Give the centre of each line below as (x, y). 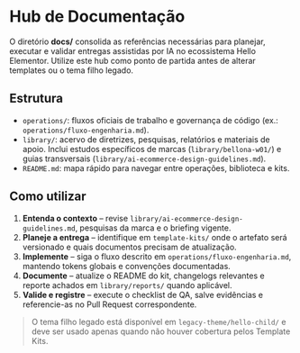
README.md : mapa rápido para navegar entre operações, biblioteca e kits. (156, 167)
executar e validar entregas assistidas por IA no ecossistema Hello (133, 50)
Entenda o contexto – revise (75, 218)
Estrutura (36, 99)
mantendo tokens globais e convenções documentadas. (127, 266)
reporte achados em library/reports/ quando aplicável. (127, 285)
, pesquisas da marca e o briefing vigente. (153, 228)
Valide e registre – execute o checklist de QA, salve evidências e (143, 294)
